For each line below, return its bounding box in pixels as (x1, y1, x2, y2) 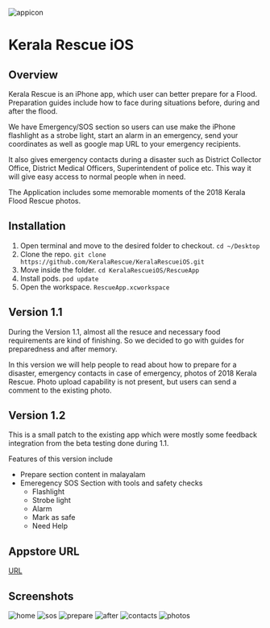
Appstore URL (8, 544, 80, 558)
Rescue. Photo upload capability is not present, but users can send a (8, 376, 237, 386)
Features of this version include (8, 454, 113, 464)
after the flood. (8, 106, 58, 116)
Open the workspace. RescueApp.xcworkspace (19, 282, 170, 292)
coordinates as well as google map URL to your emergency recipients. (8, 139, 241, 148)
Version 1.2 (8, 409, 66, 422)
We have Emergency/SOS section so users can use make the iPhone (8, 122, 236, 131)
